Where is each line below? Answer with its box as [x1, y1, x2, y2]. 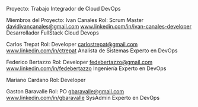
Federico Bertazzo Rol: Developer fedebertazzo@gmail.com [6, 59, 153, 65]
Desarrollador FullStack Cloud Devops [6, 29, 99, 36]
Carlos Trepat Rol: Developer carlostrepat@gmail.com [6, 41, 138, 48]
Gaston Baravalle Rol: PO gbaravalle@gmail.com [6, 88, 124, 95]
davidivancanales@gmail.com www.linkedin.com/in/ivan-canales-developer [6, 23, 192, 30]
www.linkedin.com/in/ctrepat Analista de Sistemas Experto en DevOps [6, 47, 178, 54]
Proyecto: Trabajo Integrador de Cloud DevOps [6, 5, 121, 12]
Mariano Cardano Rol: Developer [6, 77, 86, 83]
